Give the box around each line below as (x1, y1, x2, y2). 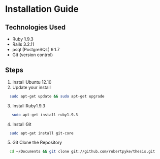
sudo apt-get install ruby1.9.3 (11, 112, 78, 117)
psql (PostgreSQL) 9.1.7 (12, 47, 60, 52)
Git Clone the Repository (12, 139, 63, 146)
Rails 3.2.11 (12, 41, 34, 47)
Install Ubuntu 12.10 (12, 79, 52, 85)
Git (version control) (12, 52, 53, 58)
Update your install (12, 84, 51, 90)
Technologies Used (5, 23, 65, 32)
